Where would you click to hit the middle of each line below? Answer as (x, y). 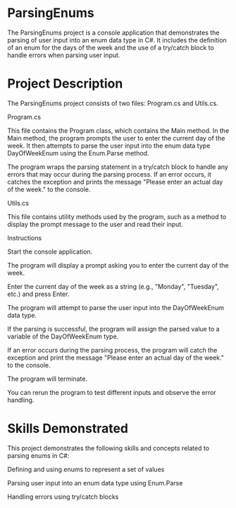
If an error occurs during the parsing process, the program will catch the (112, 350)
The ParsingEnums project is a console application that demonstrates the (113, 33)
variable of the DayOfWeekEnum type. (63, 336)
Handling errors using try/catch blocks (63, 497)
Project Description (65, 84)
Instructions (25, 237)
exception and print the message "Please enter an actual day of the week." (116, 358)
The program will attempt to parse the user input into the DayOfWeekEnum (116, 307)
